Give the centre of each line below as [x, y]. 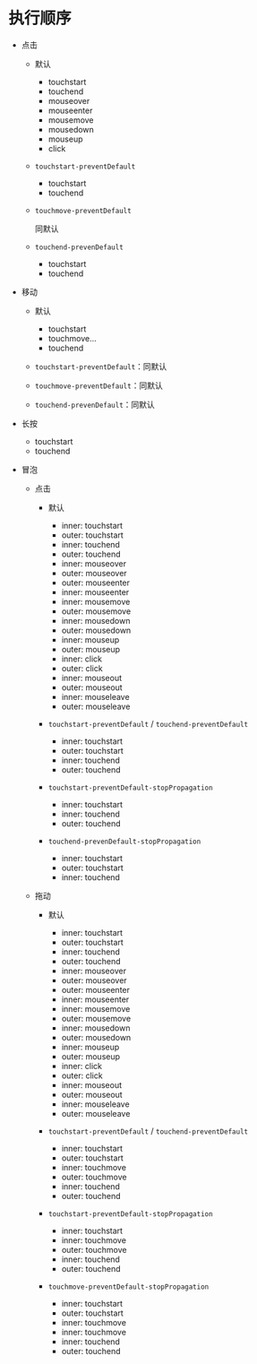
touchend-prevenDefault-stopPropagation [124, 842]
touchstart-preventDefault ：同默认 [101, 366]
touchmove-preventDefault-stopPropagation [128, 1287]
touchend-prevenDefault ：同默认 [95, 404]
